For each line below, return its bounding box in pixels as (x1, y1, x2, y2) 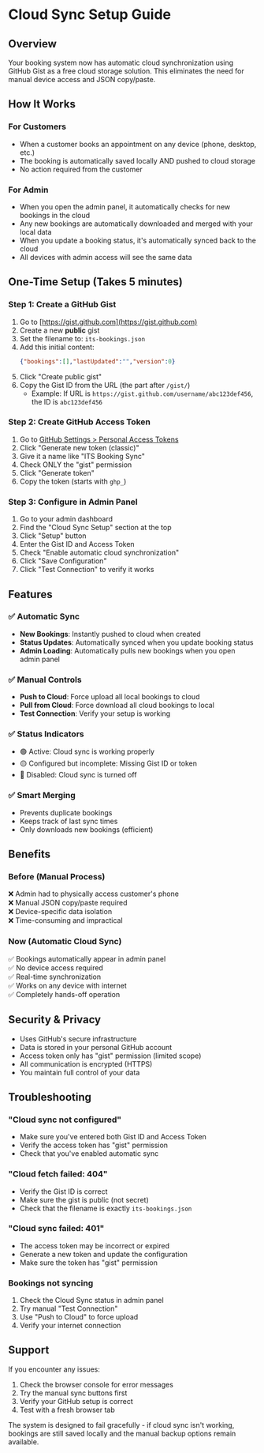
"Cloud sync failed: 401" (8, 1223, 105, 1234)
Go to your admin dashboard (19, 514, 113, 524)
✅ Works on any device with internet (8, 981, 128, 990)
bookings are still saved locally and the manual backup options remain (8, 1429, 236, 1438)
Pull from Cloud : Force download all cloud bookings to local (19, 701, 215, 710)
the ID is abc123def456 (31, 397, 102, 406)
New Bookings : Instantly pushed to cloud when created (19, 629, 201, 638)
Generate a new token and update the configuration (19, 1249, 188, 1259)
